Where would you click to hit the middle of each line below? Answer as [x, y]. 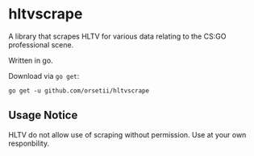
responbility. [29, 143]
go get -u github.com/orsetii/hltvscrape [79, 90]
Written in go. [31, 60]
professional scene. [41, 44]
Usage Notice [43, 115]
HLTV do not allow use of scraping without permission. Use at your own [127, 134]
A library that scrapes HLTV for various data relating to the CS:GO [117, 36]
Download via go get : [44, 76]
